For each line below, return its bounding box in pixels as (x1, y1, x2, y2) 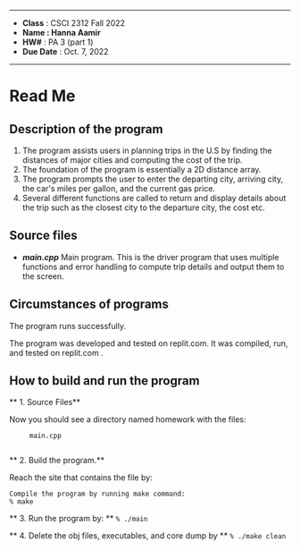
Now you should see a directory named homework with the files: (9, 414, 247, 425)
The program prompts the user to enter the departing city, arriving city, (21, 173, 284, 184)
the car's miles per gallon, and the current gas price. (21, 183, 216, 193)
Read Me (9, 86, 76, 106)
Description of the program (9, 122, 163, 137)
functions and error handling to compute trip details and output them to (21, 261, 285, 272)
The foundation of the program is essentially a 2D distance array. (21, 165, 262, 174)
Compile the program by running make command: (9, 489, 186, 499)
